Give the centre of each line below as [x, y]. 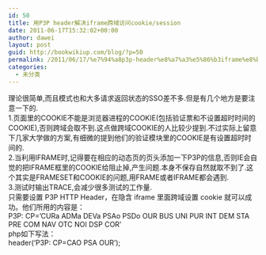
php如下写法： [32, 234]
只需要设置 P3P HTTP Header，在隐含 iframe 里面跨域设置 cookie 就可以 [127, 197]
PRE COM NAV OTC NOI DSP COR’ [65, 224]
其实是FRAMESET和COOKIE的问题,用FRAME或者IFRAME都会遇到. [122, 177]
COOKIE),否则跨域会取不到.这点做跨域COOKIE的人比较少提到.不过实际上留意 [133, 127]
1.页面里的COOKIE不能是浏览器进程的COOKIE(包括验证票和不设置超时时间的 [132, 118]
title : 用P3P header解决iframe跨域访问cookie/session [95, 23]
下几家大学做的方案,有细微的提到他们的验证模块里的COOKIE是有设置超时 [127, 137]
